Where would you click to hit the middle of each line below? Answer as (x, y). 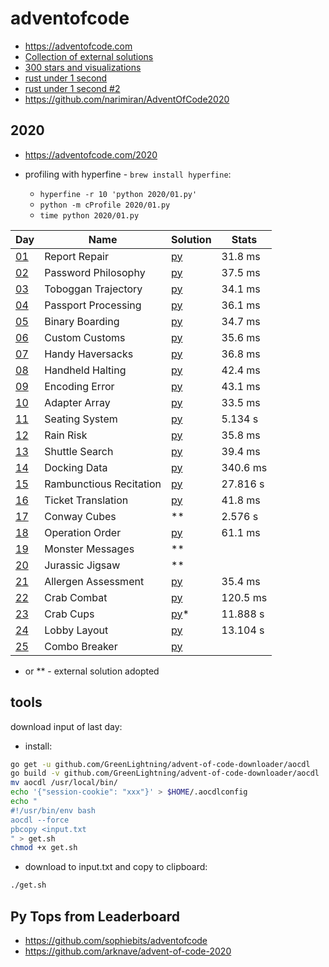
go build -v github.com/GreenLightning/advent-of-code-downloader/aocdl (165, 773)
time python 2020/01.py (89, 215)
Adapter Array (77, 402)
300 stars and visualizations (83, 67)
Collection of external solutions (89, 56)
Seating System (81, 419)
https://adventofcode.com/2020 (91, 154)
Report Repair (77, 256)
